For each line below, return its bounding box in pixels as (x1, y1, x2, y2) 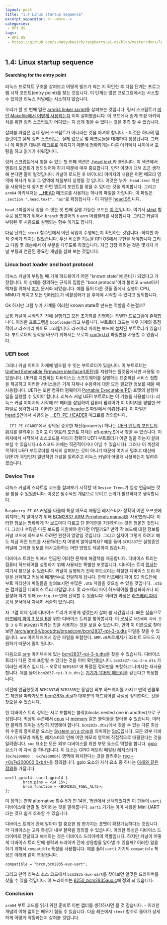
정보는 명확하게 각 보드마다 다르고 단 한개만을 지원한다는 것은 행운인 (14, 520, 146, 526)
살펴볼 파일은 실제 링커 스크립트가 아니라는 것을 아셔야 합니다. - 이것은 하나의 (5, 130, 154, 136)
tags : (5, 30, 16, 35)
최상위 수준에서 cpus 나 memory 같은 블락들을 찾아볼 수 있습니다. (23, 716, 152, 722)
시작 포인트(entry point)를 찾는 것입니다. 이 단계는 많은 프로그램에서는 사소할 (10, 90, 159, 96)
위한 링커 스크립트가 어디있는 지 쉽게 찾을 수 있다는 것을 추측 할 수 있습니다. (14, 119, 160, 125)
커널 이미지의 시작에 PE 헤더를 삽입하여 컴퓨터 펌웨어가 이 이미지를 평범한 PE (14, 399, 161, 405)
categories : (5, 21, 30, 26)
